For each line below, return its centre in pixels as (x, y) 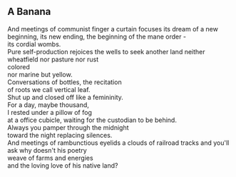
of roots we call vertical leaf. (49, 89)
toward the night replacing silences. (60, 135)
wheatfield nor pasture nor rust (53, 59)
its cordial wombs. (34, 44)
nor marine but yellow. (40, 74)
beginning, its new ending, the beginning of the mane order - (97, 36)
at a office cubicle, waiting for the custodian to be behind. (92, 120)
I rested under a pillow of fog (50, 112)
